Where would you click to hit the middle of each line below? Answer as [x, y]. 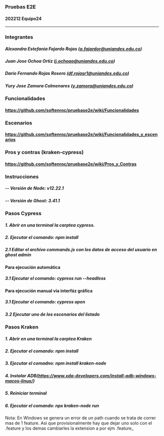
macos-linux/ [19, 381]
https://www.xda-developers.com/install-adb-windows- [97, 375]
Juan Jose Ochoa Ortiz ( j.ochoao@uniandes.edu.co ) [60, 61]
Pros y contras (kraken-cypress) [44, 153]
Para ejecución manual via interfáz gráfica [49, 291]
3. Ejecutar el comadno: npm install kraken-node [56, 363]
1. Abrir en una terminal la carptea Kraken [48, 339]
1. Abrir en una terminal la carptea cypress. [50, 225]
